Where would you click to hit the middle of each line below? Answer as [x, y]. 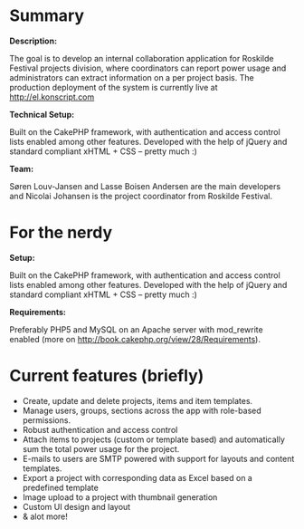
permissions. [46, 420]
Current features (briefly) [107, 376]
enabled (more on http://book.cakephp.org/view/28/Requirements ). [135, 339]
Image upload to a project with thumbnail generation [120, 497]
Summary [47, 16]
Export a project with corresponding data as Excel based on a [138, 477]
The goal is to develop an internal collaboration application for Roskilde [142, 58]
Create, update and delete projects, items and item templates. [138, 400]
